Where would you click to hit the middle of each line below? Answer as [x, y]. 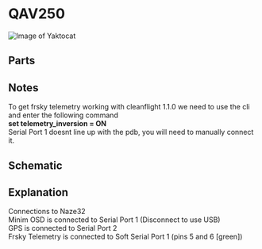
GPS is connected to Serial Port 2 [63, 228]
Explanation [39, 192]
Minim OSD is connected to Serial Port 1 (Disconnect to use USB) [114, 220]
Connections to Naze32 [47, 212]
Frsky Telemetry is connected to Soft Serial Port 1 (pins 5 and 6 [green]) [125, 237]
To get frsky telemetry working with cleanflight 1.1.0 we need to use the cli [129, 107]
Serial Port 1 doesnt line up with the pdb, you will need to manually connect [131, 132]
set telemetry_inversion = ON [58, 124]
